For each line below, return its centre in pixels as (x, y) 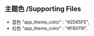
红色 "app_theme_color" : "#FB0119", (50, 28)
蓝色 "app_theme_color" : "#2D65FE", (50, 22)
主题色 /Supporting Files (43, 9)
